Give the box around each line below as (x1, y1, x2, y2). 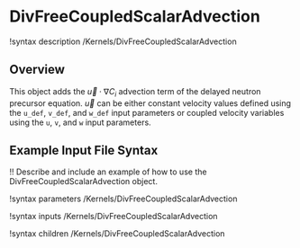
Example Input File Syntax (9, 142, 159, 158)
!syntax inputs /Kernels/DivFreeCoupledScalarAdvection (9, 211, 218, 222)
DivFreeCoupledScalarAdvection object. (9, 176, 158, 187)
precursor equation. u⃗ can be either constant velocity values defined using (9, 97, 291, 109)
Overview (9, 62, 66, 77)
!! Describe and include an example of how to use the (9, 166, 207, 177)
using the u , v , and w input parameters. (9, 117, 151, 128)
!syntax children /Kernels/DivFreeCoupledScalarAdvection (9, 228, 225, 239)
